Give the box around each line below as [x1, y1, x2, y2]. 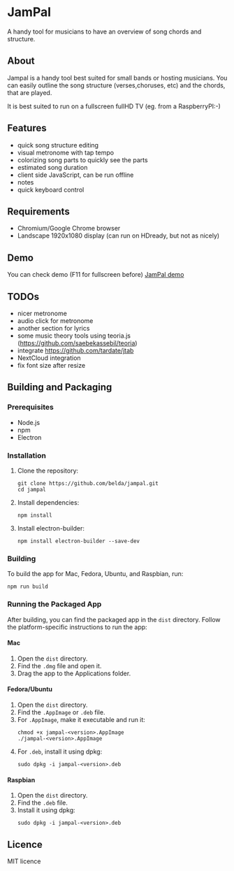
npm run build [7, 583, 49, 591]
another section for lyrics [17, 324, 90, 332]
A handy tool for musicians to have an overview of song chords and [7, 27, 202, 36]
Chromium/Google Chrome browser [17, 224, 121, 233]
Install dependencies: [17, 498, 80, 507]
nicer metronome [17, 309, 68, 317]
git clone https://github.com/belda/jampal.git [17, 480, 159, 487]
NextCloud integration [17, 354, 82, 362]
